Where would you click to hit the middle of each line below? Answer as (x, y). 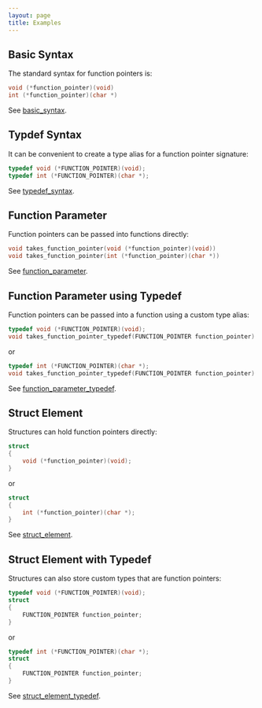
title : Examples (35, 23)
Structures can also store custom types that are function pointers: (115, 578)
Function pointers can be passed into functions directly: (98, 234)
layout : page (30, 15)
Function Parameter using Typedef (95, 296)
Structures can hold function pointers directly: (83, 432)
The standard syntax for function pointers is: (80, 74)
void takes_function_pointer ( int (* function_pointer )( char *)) (114, 256)
